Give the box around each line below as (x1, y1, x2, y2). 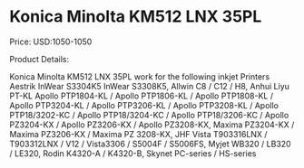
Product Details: (9, 53, 70, 64)
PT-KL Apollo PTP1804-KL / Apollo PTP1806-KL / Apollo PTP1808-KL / (9, 90, 274, 101)
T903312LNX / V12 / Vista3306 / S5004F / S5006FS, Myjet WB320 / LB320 (9, 138, 292, 149)
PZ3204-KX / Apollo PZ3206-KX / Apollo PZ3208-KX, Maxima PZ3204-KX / (9, 119, 295, 130)
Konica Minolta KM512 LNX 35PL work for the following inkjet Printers (9, 70, 270, 82)
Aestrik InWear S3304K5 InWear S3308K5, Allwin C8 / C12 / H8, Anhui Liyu (9, 80, 290, 91)
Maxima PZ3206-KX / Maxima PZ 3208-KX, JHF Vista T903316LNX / (9, 128, 268, 139)
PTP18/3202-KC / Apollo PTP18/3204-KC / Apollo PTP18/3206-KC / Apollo (9, 109, 289, 120)
